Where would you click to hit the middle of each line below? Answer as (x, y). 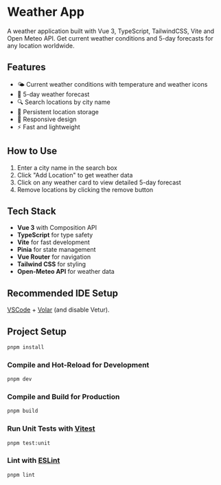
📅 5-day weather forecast (53, 94)
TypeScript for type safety (55, 235)
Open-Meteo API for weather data (66, 272)
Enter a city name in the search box (67, 168)
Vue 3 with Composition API (57, 228)
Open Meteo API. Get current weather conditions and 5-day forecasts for (110, 38)
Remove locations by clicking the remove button (85, 189)
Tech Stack (32, 211)
